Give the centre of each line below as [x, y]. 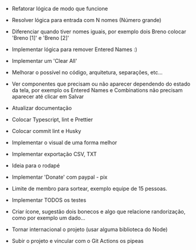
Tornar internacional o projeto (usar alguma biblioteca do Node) [90, 229]
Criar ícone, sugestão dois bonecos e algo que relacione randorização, [99, 211]
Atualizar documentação [42, 108]
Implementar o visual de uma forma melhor [64, 143]
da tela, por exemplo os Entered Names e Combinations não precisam [97, 90]
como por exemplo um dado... [48, 218]
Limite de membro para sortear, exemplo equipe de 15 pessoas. [89, 189]
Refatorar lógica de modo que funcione [60, 9]
